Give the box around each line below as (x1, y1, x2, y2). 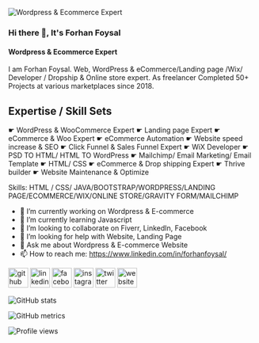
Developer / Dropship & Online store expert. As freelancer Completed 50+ (8, 73, 249, 82)
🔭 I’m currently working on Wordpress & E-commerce (19, 206, 194, 215)
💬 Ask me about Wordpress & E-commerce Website (19, 240, 189, 250)
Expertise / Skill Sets (8, 104, 112, 118)
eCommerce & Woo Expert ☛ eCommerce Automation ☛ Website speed (8, 133, 243, 143)
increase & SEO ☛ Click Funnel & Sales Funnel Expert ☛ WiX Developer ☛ (8, 142, 249, 151)
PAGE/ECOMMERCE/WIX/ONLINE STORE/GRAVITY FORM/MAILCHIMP (8, 191, 239, 200)
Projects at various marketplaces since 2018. (8, 82, 154, 91)
